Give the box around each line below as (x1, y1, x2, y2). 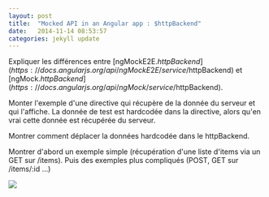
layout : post (8, 11, 53, 20)
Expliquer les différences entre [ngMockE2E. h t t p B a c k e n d (8, 57, 201, 66)
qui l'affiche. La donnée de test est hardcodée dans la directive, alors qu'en (8, 107, 262, 117)
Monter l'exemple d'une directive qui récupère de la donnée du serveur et (8, 98, 256, 108)
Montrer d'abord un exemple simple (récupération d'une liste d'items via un (8, 147, 261, 156)
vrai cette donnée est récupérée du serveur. (8, 115, 156, 126)
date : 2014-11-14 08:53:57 (8, 27, 107, 35)
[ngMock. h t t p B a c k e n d (8, 74, 84, 84)
